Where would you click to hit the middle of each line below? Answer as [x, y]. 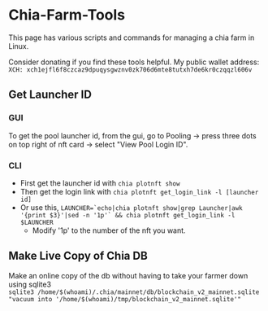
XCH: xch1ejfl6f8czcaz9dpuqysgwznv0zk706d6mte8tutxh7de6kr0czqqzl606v [130, 70]
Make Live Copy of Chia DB [78, 256]
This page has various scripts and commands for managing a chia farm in [132, 37]
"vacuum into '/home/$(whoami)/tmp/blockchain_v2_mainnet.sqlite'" [125, 299]
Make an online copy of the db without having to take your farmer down [128, 275]
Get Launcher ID [50, 95]
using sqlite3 [30, 284]
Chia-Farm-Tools [67, 15]
